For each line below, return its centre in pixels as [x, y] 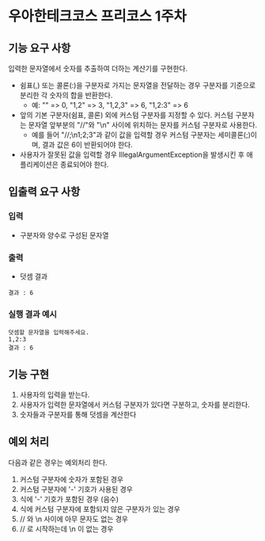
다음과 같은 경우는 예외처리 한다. [58, 462]
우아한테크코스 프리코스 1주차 [98, 16]
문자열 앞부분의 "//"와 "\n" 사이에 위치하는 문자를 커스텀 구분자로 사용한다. [143, 125]
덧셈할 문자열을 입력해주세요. [49, 333]
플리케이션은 [39, 164]
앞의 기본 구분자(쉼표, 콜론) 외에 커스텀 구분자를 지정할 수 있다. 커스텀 [126, 115]
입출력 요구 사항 [44, 192]
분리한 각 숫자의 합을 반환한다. [66, 95]
